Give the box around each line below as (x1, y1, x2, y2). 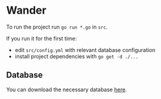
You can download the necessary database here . (6, 86, 127, 93)
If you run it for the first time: (6, 35, 77, 42)
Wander (6, 4, 47, 17)
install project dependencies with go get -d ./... (14, 52, 139, 60)
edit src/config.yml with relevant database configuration (14, 46, 156, 54)
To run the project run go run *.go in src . (6, 23, 108, 30)
